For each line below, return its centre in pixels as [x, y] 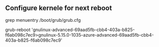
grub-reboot [18, 30]
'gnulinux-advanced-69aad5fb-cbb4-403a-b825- [83, 30]
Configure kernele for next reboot [59, 8]
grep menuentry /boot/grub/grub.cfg [43, 20]
